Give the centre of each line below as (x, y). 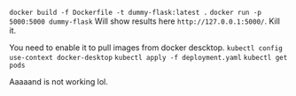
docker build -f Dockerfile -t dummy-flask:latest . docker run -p (135, 12)
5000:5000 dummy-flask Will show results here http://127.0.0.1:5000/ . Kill (145, 21)
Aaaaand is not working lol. (58, 81)
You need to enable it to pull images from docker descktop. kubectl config (146, 48)
